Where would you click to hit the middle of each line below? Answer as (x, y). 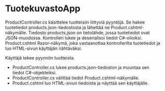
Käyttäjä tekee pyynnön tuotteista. (40, 58)
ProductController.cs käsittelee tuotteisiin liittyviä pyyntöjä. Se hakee (75, 22)
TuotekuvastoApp (43, 9)
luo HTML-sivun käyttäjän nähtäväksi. (44, 48)
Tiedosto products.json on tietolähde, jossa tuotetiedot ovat (89, 32)
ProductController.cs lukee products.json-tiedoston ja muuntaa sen (81, 67)
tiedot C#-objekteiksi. (34, 72)
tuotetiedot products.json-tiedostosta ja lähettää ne (57, 27)
